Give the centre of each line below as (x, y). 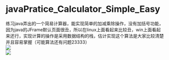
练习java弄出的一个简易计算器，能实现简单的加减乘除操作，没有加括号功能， (84, 23)
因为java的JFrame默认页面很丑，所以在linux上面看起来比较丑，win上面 (79, 30)
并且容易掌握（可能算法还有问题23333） (48, 42)
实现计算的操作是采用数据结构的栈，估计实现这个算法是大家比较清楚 (93, 36)
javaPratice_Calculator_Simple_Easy (83, 9)
